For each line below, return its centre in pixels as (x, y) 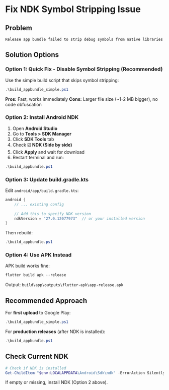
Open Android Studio (35, 128)
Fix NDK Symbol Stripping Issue (73, 9)
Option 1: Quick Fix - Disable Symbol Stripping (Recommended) (84, 69)
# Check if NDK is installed (36, 368)
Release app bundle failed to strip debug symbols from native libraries (84, 39)
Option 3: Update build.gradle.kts (47, 179)
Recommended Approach (46, 301)
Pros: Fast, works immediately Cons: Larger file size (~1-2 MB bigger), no (82, 99)
